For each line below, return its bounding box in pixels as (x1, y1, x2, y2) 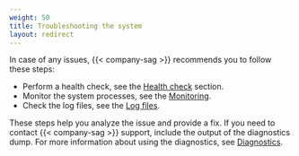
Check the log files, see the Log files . (22, 100, 160, 111)
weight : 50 (9, 13, 50, 22)
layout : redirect (9, 30, 75, 39)
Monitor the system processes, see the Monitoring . (22, 91, 212, 101)
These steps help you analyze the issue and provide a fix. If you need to (9, 117, 276, 128)
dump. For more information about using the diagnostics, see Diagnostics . (9, 136, 284, 148)
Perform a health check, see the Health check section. (22, 82, 224, 92)
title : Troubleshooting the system (9, 22, 143, 30)
